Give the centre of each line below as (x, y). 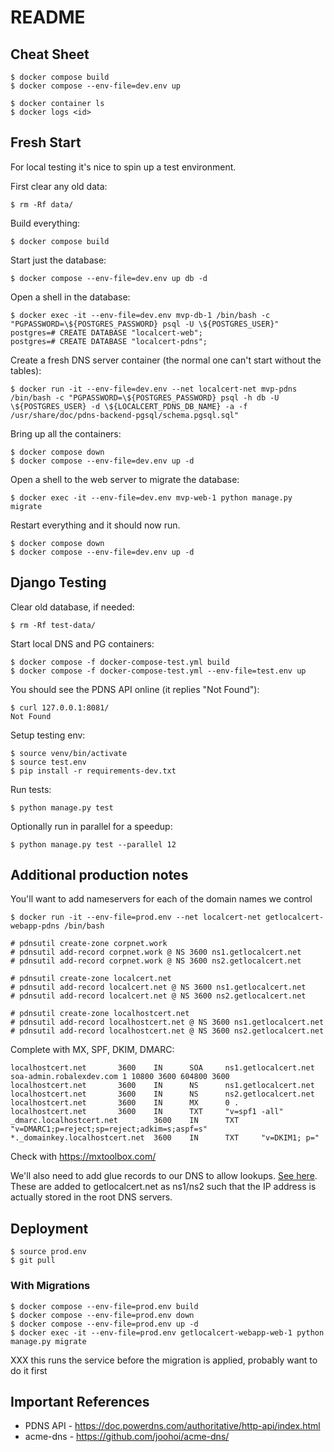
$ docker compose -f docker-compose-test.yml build (120, 662)
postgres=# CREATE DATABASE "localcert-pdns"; (109, 341)
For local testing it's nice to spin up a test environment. (123, 167)
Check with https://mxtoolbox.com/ (83, 1157)
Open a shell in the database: (70, 297)
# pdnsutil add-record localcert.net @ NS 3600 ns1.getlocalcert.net (158, 987)
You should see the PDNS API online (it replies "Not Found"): (135, 689)
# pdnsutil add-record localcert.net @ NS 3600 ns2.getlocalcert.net (158, 996)
